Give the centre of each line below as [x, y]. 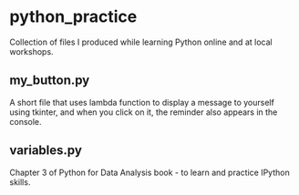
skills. [20, 182]
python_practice [73, 17]
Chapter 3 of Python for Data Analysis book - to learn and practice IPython [149, 172]
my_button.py [50, 81]
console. [26, 121]
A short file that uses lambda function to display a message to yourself [142, 102]
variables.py [46, 151]
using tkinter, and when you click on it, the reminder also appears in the [144, 112]
